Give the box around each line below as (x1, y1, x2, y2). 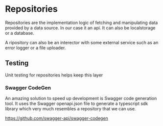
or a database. (5, 30, 34, 36)
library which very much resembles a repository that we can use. (5, 106, 136, 112)
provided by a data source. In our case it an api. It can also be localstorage (5, 25, 156, 30)
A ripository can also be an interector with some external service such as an (5, 39, 159, 45)
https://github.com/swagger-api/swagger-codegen (5, 115, 109, 121)
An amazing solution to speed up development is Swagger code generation (5, 96, 157, 101)
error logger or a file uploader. (5, 45, 66, 50)
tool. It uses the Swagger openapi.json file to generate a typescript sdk (5, 101, 148, 106)
